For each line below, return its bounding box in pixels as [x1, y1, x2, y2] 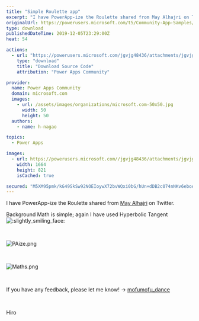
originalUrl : [6, 20, 38, 25]
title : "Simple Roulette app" [6, 8, 81, 15]
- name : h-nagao [17, 124, 57, 130]
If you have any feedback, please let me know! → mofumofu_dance [6, 286, 171, 293]
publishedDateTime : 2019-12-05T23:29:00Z [6, 31, 110, 37]
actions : [6, 47, 28, 53]
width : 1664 [17, 161, 46, 168]
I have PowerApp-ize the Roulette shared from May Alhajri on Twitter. [6, 200, 175, 207]
